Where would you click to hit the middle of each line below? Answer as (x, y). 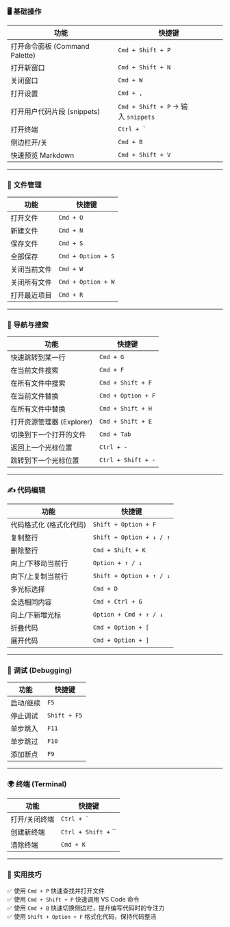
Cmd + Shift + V (144, 155)
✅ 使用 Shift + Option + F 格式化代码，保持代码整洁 (82, 917)
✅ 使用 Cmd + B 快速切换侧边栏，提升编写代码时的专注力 (86, 908)
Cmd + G (112, 357)
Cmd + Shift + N (144, 68)
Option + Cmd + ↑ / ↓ (128, 615)
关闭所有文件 (31, 282)
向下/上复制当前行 (39, 577)
